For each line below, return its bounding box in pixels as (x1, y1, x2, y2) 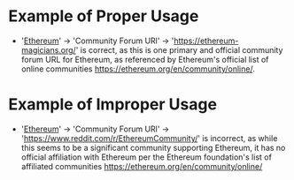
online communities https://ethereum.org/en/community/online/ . (20, 64, 256, 74)
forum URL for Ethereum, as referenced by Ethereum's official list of (20, 54, 269, 64)
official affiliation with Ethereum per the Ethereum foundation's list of (20, 152, 272, 162)
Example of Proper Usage (8, 6, 199, 26)
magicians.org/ (20, 44, 76, 55)
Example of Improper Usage (8, 94, 218, 115)
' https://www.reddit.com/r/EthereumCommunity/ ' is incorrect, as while (20, 132, 278, 143)
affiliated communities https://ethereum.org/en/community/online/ (20, 161, 263, 171)
